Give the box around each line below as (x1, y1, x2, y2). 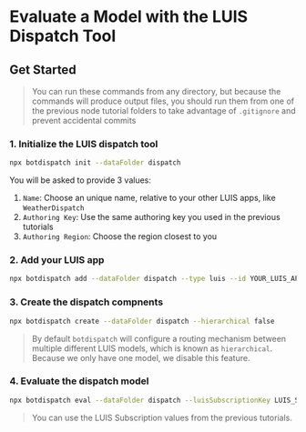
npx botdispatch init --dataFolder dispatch (9, 158, 181, 167)
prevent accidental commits (31, 116, 137, 126)
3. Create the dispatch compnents (9, 296, 164, 308)
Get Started (9, 62, 76, 77)
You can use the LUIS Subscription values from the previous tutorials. (31, 412, 293, 423)
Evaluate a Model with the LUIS (9, 6, 249, 27)
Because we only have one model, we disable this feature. (31, 352, 250, 363)
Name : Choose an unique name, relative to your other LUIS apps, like (22, 193, 276, 204)
